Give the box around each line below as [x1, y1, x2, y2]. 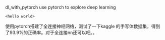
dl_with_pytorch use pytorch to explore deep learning [5, 4, 116, 10]
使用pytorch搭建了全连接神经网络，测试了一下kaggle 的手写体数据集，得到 [5, 23, 160, 29]
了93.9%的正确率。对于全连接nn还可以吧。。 [5, 29, 97, 35]
